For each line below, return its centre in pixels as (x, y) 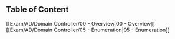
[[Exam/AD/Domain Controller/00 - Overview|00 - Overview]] (80, 23)
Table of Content (37, 10)
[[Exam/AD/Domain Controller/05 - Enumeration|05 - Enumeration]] (88, 30)
